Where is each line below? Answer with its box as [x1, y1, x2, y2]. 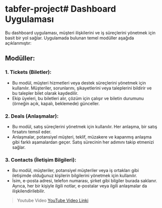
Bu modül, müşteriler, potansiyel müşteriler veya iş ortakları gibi [12, 168, 139, 173]
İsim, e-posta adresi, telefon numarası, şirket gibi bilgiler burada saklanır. [12, 178, 158, 184]
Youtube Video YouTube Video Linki [16, 198, 89, 204]
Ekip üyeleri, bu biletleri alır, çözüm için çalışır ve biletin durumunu [12, 95, 144, 101]
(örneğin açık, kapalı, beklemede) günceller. [12, 101, 100, 106]
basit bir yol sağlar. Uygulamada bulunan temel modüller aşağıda [5, 35, 134, 41]
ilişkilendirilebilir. [12, 188, 45, 194]
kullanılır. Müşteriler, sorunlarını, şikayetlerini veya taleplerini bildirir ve [12, 85, 152, 91]
